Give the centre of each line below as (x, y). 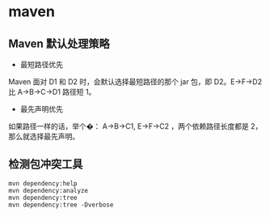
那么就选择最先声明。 (44, 136)
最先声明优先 (41, 109)
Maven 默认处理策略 (59, 43)
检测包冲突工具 (46, 164)
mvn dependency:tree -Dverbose (61, 205)
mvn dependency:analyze (49, 190)
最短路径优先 (41, 64)
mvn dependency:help (43, 183)
